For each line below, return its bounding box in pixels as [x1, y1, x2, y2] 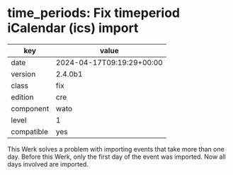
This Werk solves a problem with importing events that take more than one [7, 145, 225, 153]
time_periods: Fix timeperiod [7, 5, 181, 21]
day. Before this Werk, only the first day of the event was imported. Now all [7, 152, 227, 161]
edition [11, 92, 34, 102]
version [11, 69, 36, 79]
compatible [11, 126, 48, 136]
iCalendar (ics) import [7, 20, 139, 36]
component [11, 103, 50, 113]
